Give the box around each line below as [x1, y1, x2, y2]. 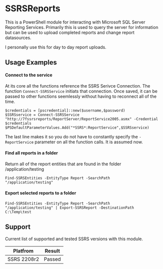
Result [44, 247, 60, 254]
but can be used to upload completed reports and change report [5, 29, 135, 35]
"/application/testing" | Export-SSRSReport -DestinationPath [5, 205, 134, 210]
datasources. [5, 35, 32, 41]
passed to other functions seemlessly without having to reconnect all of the [5, 93, 157, 99]
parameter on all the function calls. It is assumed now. [35, 139, 143, 145]
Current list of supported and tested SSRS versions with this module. [5, 236, 143, 242]
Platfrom [13, 247, 34, 254]
